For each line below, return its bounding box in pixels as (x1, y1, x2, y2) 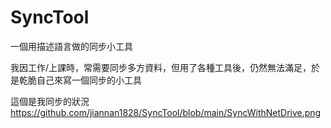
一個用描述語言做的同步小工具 (10, 40, 133, 52)
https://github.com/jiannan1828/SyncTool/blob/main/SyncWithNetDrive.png (10, 106, 322, 118)
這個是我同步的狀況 (10, 95, 90, 107)
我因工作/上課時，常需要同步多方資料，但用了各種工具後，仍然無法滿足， (10, 61, 312, 73)
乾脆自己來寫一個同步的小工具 (18, 74, 142, 86)
